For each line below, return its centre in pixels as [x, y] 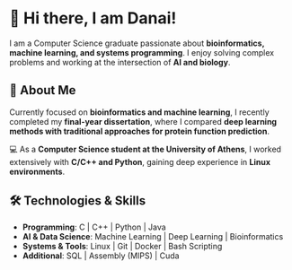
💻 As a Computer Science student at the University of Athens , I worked [145, 149]
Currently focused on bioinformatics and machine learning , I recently [139, 112]
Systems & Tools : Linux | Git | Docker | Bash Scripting [122, 246]
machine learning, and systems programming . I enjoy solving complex [142, 52]
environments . [37, 171]
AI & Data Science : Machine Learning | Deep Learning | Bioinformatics [153, 236]
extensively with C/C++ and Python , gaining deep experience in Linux [140, 161]
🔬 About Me [43, 90]
